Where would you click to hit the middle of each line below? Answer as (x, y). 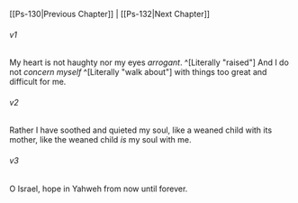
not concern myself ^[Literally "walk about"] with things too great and (138, 72)
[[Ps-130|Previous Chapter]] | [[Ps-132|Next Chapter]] (109, 14)
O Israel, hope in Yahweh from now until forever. (99, 189)
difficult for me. (38, 82)
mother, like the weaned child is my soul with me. (100, 140)
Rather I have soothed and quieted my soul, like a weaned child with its (141, 130)
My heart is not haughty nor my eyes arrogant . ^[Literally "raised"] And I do (149, 62)
